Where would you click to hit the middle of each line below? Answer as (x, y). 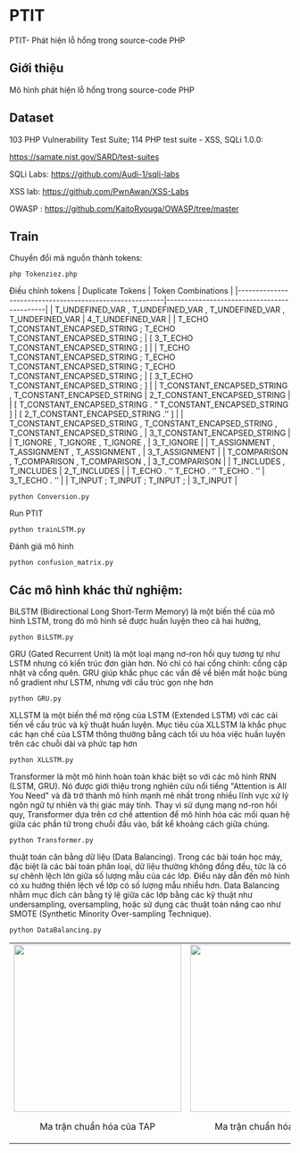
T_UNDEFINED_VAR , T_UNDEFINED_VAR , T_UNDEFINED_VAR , (170, 310)
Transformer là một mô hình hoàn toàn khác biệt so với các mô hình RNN (143, 776)
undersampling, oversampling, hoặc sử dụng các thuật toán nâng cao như (145, 904)
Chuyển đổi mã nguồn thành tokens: (76, 258)
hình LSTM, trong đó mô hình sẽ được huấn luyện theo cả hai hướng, (135, 621)
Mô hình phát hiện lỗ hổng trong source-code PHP (102, 89)
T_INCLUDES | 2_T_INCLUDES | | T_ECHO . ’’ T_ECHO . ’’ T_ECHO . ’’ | (137, 471)
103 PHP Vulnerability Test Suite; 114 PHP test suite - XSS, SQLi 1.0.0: (136, 139)
